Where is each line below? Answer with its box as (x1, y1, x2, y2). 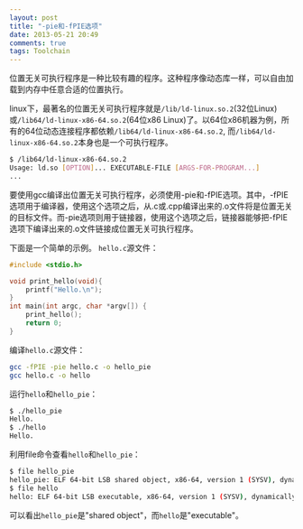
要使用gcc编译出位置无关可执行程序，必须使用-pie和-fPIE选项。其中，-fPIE (9, 189, 289, 200)
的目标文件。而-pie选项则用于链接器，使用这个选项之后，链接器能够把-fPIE (9, 211, 289, 222)
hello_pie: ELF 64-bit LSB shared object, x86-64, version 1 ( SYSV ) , (9, 475, 277, 484)
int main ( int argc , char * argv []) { (9, 302, 147, 311)
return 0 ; (25, 319, 63, 328)
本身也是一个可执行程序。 (78, 137, 173, 148)
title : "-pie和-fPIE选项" (9, 22, 103, 31)
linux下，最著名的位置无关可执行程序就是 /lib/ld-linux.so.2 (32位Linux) (9, 103, 278, 114)
